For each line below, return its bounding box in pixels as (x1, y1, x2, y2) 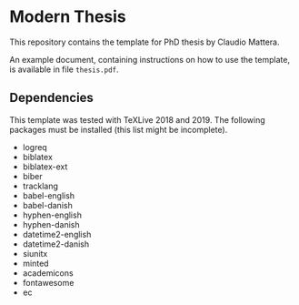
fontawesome (22, 277, 75, 288)
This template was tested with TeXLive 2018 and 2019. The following (9, 114, 265, 125)
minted (22, 258, 49, 269)
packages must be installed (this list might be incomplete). (9, 124, 228, 135)
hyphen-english (22, 209, 82, 220)
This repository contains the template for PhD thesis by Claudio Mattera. (9, 36, 280, 47)
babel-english (22, 189, 75, 201)
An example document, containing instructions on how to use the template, (9, 54, 291, 65)
